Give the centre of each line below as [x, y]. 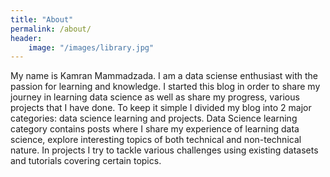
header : [26, 38]
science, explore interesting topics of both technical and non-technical [156, 140]
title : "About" [42, 19]
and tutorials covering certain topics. [86, 161]
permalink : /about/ [51, 29]
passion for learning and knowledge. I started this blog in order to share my [165, 87]
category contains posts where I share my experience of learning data [155, 129]
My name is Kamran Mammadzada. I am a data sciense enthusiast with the [164, 76]
